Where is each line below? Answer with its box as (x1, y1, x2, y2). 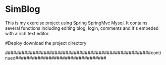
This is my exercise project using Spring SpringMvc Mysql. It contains (5, 20, 148, 26)
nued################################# (5, 55, 107, 61)
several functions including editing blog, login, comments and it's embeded (5, 25, 159, 31)
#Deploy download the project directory (5, 40, 87, 46)
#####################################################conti (5, 50, 161, 56)
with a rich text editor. (5, 30, 50, 36)
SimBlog (5, 3, 41, 15)
